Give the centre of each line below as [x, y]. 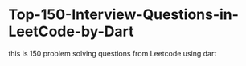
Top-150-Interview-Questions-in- [124, 15]
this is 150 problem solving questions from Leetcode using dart [113, 53]
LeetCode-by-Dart [71, 31]
